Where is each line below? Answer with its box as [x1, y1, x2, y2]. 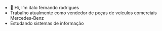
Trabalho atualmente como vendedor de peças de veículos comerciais [10, 10, 157, 16]
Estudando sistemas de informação [10, 20, 84, 26]
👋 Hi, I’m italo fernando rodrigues [10, 5, 79, 10]
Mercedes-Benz [10, 15, 44, 21]
